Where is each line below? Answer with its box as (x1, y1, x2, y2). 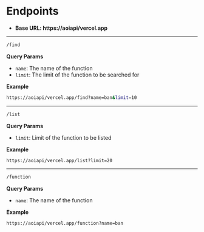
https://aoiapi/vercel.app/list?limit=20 (6, 157, 113, 163)
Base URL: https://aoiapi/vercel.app (15, 24, 108, 32)
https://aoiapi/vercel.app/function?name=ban (6, 220, 123, 227)
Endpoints (6, 4, 59, 18)
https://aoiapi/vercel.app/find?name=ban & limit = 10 (6, 94, 137, 101)
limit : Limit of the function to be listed (15, 134, 112, 141)
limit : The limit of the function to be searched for (15, 71, 140, 78)
